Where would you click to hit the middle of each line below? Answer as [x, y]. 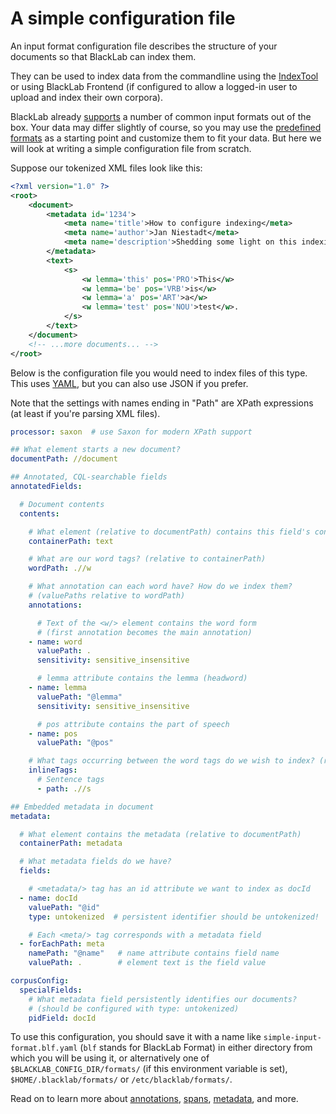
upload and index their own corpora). [86, 97]
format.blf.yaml [44, 1048]
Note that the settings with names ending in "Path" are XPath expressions [162, 403]
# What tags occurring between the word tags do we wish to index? [171, 761]
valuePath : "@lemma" [79, 697]
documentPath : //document [64, 459]
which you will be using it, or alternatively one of [110, 1058]
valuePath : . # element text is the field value [147, 963]
